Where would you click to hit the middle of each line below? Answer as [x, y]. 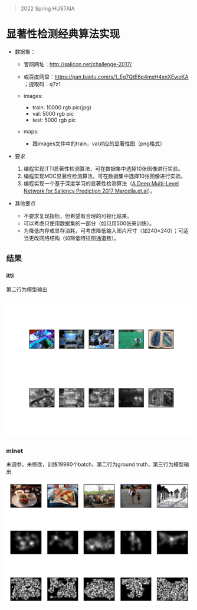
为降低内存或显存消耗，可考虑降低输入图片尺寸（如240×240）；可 [104, 230]
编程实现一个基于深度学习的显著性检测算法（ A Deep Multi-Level [101, 183]
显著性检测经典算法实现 [63, 34]
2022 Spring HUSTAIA [47, 9]
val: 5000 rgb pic [53, 113]
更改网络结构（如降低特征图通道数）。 [74, 238]
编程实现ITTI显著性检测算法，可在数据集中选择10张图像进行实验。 [103, 168]
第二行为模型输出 [27, 289]
